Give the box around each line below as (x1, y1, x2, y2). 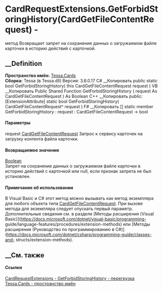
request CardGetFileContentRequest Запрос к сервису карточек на (5, 131, 143, 136)
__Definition (5, 59, 42, 68)
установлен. (5, 174, 31, 179)
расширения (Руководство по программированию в (5, 227, 115, 233)
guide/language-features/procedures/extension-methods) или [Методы (5, 221, 150, 227)
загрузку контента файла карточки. (5, 136, 79, 142)
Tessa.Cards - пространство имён (5, 280, 76, 286)
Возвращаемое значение (5, 147, 60, 153)
